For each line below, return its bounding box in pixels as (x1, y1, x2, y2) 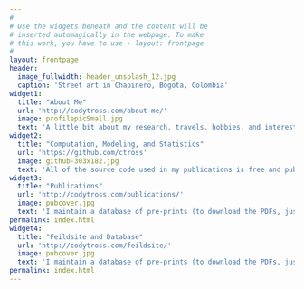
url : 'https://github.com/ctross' (17, 148, 147, 157)
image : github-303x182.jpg (17, 156, 119, 166)
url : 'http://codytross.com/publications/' (17, 190, 184, 199)
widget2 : (9, 131, 43, 140)
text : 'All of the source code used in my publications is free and (17, 165, 281, 174)
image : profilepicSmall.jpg (17, 114, 124, 123)
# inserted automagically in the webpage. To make (9, 30, 204, 39)
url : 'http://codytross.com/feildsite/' (17, 241, 172, 250)
